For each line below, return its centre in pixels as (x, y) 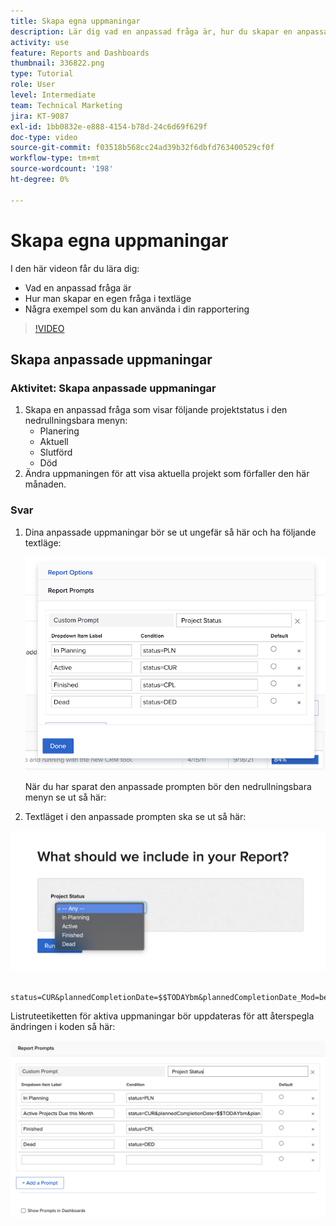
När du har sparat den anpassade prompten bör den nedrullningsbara (168, 787)
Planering (59, 431)
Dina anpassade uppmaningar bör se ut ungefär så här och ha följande (170, 532)
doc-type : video (44, 137)
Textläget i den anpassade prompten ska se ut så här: (135, 817)
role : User (33, 85)
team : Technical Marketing (66, 105)
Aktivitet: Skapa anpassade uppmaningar (113, 388)
